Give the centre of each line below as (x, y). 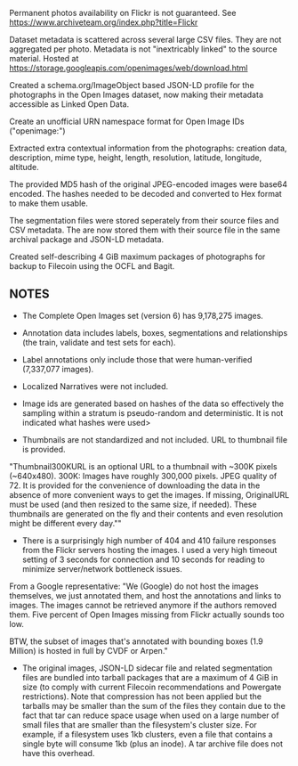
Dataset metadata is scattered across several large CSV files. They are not (145, 40)
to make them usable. (49, 203)
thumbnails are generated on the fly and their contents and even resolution (146, 513)
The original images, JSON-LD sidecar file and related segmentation (147, 668)
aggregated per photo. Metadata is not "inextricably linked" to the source (143, 49)
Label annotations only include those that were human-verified (137, 359)
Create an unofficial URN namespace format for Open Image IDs (127, 121)
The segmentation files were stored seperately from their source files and (144, 220)
